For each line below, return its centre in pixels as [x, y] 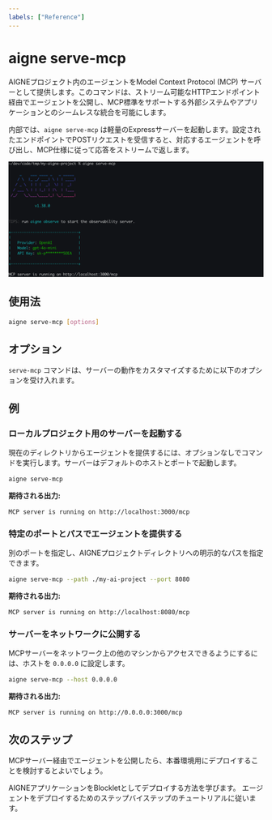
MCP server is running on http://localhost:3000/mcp [99, 512]
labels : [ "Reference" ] [47, 17]
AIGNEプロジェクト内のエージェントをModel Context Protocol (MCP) [123, 82]
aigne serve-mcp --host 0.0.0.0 [63, 680]
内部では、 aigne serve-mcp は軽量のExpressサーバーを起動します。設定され [135, 129]
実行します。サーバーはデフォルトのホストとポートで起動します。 [132, 463]
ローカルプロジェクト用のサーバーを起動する [96, 433]
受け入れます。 [54, 380]
